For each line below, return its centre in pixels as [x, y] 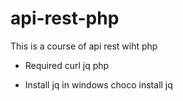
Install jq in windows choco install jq [98, 84]
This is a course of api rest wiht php [84, 46]
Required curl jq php [67, 65]
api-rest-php [65, 18]
